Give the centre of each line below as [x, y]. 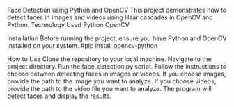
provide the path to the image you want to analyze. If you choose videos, [112, 81]
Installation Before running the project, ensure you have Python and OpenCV [117, 38]
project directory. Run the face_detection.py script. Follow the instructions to [117, 66]
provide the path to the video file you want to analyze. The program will [110, 89]
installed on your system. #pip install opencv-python [83, 46]
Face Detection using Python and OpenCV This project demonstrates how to [117, 10]
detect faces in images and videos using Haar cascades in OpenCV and [110, 17]
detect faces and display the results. [59, 96]
